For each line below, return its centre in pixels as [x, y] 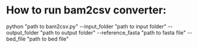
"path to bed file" [48, 39]
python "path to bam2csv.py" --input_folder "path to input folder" [86, 26]
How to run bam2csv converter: [86, 10]
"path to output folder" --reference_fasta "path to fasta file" [113, 32]
